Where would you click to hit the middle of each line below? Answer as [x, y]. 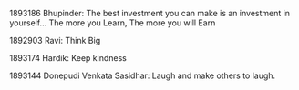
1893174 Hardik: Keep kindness [68, 58]
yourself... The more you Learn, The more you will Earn [113, 23]
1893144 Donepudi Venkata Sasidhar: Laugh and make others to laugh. [143, 75]
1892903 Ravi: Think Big [55, 40]
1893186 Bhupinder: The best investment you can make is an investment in [149, 13]
